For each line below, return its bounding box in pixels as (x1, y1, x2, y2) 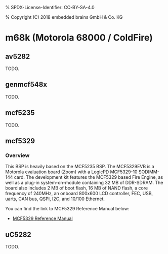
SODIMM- (138, 169, 159, 175)
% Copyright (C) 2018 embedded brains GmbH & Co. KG (5, 14, 123, 20)
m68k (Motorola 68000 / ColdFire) (5, 32, 153, 44)
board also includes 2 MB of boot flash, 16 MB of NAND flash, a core (5, 185, 148, 191)
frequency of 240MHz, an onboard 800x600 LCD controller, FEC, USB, (5, 190, 153, 197)
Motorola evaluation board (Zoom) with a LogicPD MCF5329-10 (5, 169, 138, 175)
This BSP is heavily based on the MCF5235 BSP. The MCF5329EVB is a (5, 164, 154, 170)
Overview (5, 152, 30, 159)
